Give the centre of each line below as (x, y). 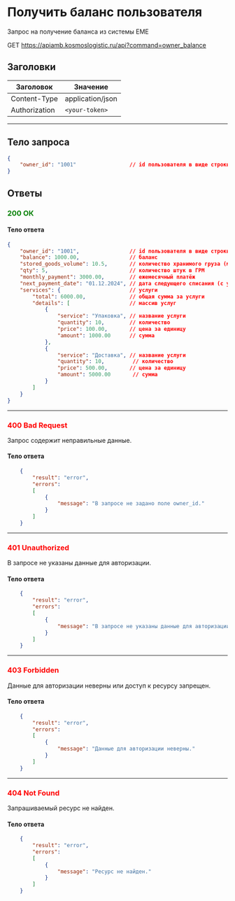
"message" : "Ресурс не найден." (104, 872)
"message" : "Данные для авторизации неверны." (126, 749)
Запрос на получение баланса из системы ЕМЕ (78, 31)
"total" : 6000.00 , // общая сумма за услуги (119, 297)
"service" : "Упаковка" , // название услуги (122, 316)
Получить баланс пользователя (105, 12)
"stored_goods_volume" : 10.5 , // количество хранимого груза (120, 264)
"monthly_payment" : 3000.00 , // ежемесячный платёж (108, 277)
